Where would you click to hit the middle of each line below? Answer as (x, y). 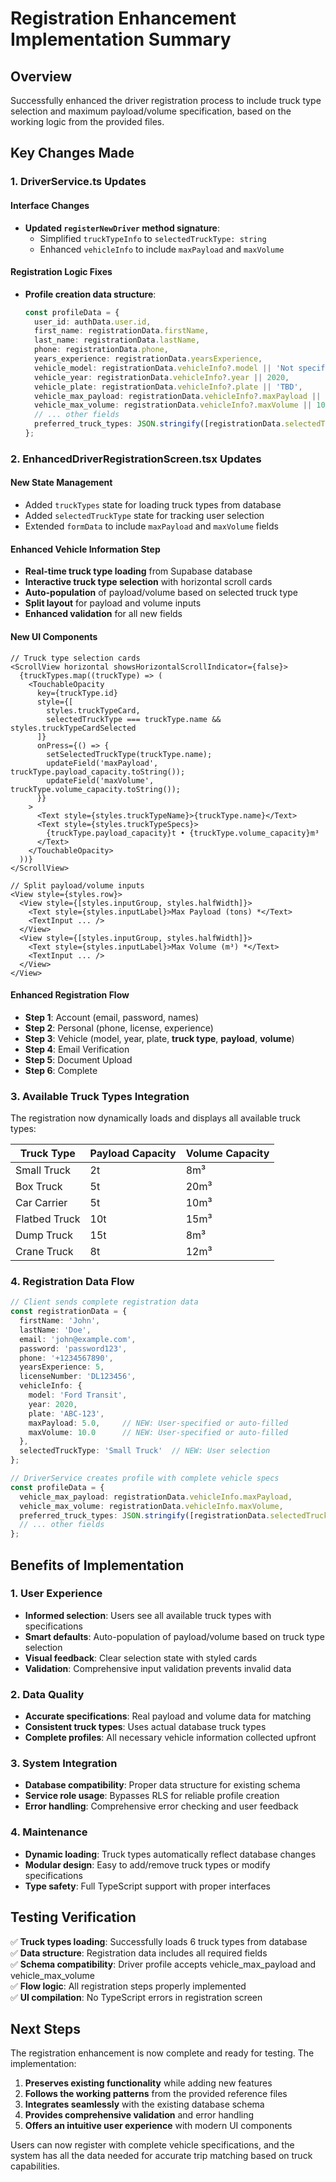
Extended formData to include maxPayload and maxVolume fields (151, 526)
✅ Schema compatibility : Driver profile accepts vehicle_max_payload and (163, 1964)
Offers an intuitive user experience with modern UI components (158, 2126)
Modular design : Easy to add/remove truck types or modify (147, 1864)
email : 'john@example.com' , (78, 1339)
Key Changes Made (72, 153)
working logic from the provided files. (87, 121)
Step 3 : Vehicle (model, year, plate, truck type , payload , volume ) (159, 1038)
